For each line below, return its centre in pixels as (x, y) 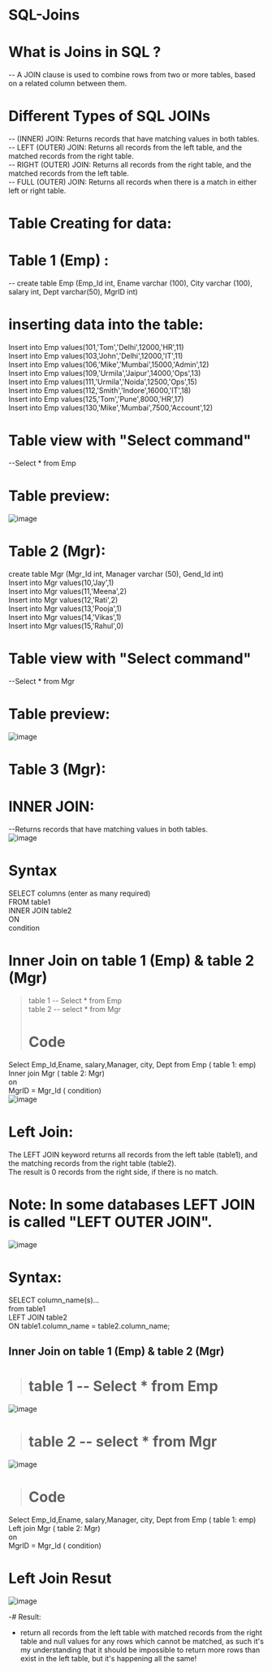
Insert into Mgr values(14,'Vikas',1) (65, 617)
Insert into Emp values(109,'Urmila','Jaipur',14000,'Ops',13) (105, 373)
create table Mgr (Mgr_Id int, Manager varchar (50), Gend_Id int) (116, 574)
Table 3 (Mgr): (57, 770)
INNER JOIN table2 (40, 910)
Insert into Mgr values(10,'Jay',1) (61, 582)
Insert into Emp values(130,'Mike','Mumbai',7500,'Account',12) (111, 408)
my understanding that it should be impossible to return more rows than (140, 1650)
